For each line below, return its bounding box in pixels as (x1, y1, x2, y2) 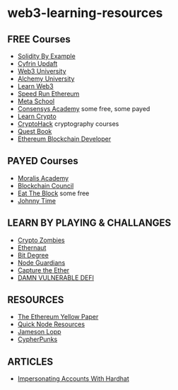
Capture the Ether (17, 265, 70, 274)
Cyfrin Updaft (17, 59, 58, 68)
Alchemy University (17, 74, 75, 83)
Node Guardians (17, 258, 66, 267)
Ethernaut (17, 243, 47, 252)
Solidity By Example (17, 52, 76, 60)
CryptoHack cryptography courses (17, 120, 119, 128)
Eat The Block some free (17, 189, 90, 197)
